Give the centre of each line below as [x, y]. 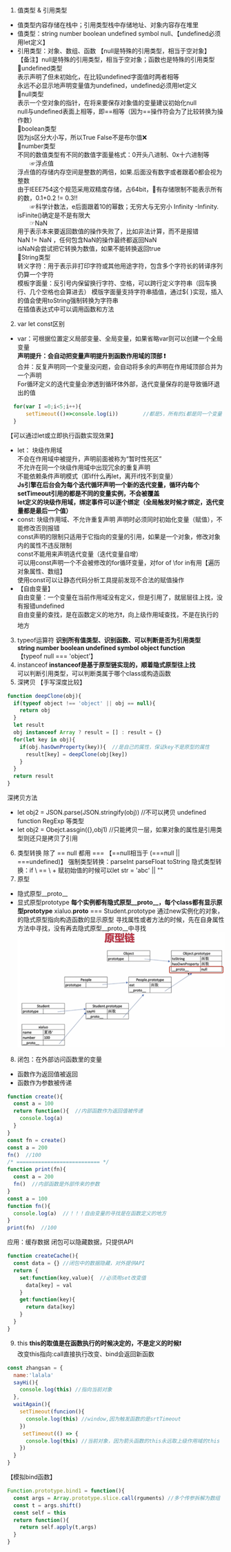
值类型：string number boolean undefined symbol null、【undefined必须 [119, 34]
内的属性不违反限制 [44, 545]
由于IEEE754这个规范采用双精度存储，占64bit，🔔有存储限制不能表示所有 [120, 189]
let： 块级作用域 [40, 450]
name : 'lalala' [33, 1375]
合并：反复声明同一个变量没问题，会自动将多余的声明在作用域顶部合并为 [120, 367]
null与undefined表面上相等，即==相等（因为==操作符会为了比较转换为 [117, 111]
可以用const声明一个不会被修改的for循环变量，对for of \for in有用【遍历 [119, 562]
